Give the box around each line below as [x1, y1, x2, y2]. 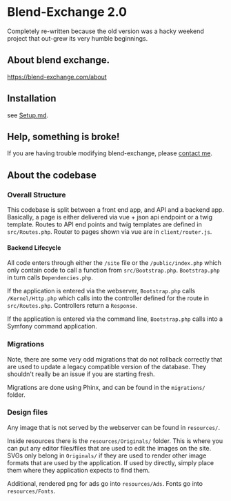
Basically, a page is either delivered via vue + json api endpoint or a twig [7, 213, 212, 222]
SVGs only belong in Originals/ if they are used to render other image [7, 451, 207, 460]
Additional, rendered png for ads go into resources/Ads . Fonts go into [7, 479, 203, 487]
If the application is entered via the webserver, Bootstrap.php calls [7, 287, 195, 295]
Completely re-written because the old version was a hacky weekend [7, 27, 205, 35]
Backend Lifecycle [7, 243, 61, 252]
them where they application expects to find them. [7, 466, 150, 474]
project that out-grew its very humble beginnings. [7, 34, 148, 42]
